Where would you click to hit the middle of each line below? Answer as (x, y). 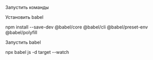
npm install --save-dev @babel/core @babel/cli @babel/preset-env (76, 27)
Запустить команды (27, 7)
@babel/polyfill (21, 32)
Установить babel (24, 17)
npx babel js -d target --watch (37, 52)
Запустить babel (23, 42)
